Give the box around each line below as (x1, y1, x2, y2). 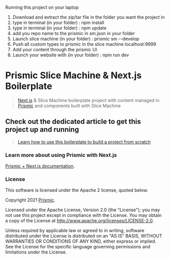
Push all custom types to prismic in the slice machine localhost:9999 (12, 41, 156, 47)
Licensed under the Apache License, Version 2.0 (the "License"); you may (5, 207, 160, 213)
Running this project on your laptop (5, 5, 79, 10)
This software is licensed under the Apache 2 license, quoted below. (5, 187, 149, 193)
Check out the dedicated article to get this (5, 117, 141, 126)
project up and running (5, 125, 79, 134)
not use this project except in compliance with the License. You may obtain (5, 212, 162, 218)
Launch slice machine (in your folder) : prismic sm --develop (12, 36, 140, 42)
